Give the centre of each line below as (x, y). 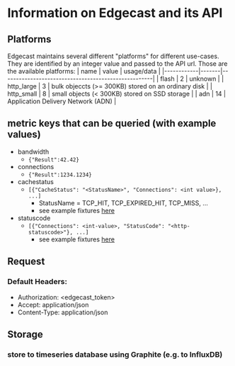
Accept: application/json (53, 304)
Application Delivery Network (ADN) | (62, 101)
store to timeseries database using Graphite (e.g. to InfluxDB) (115, 354)
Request (26, 262)
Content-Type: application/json (63, 312)
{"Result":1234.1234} (60, 175)
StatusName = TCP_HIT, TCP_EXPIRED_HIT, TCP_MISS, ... (124, 202)
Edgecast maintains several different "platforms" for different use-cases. (113, 56)
